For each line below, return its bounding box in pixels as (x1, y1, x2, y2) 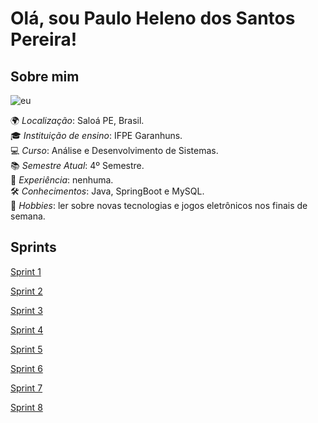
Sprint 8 (10, 401, 43, 413)
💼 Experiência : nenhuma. (10, 174, 114, 186)
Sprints (10, 239, 57, 256)
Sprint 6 (10, 362, 43, 374)
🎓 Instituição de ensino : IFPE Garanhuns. (10, 130, 183, 141)
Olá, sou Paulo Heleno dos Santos (10, 7, 296, 30)
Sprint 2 (10, 285, 43, 297)
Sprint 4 (10, 323, 44, 336)
